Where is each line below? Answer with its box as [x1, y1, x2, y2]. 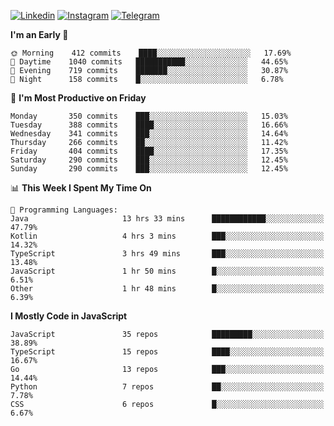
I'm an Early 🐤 [10, 29, 69, 40]
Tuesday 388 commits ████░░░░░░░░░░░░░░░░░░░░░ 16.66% [10, 120, 288, 130]
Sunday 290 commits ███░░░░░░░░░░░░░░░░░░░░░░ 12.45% [10, 164, 288, 174]
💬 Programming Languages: [10, 205, 118, 215]
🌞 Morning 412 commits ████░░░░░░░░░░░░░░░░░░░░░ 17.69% [10, 48, 292, 58]
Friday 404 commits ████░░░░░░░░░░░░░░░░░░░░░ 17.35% [10, 146, 288, 156]
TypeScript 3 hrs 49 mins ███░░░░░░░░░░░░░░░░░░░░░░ [10, 249, 325, 259]
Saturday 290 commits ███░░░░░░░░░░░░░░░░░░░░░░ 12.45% [10, 155, 288, 165]
